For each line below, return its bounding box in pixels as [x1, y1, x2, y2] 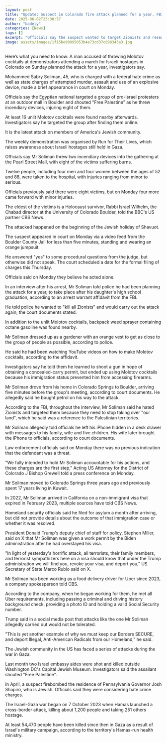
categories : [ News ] [5, 26, 46, 31]
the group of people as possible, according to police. [5, 339, 113, 345]
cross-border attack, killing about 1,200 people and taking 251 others [5, 707, 147, 713]
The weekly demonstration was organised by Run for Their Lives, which [5, 138, 152, 144]
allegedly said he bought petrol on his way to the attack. [5, 394, 120, 400]
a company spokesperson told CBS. [5, 581, 79, 587]
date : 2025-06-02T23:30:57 [5, 16, 61, 21]
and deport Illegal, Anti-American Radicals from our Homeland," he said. [5, 636, 153, 642]
